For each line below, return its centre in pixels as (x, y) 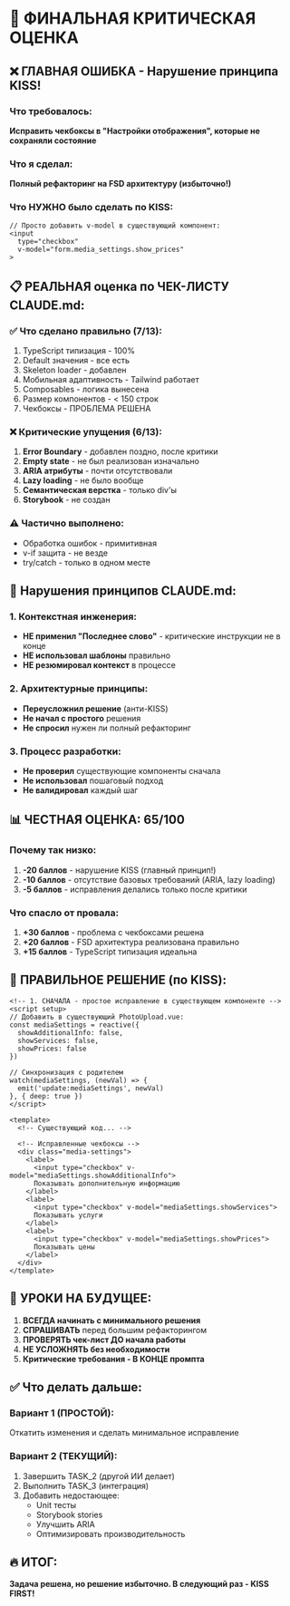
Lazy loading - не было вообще (83, 480)
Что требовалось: (51, 111)
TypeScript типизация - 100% (79, 351)
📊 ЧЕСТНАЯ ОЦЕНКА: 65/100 (97, 820)
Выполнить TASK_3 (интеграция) (86, 1485)
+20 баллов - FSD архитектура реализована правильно (131, 943)
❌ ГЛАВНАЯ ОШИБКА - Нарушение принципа (144, 71)
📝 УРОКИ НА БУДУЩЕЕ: (81, 1298)
